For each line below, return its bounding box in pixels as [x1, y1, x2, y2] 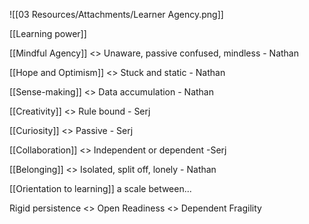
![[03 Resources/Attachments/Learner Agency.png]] [9, 9, 224, 20]
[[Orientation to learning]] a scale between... [9, 183, 192, 194]
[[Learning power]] [9, 28, 87, 39]
